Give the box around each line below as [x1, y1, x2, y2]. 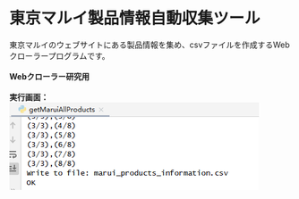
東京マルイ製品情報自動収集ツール [9, 8, 261, 29]
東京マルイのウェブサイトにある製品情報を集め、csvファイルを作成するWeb [9, 39, 291, 50]
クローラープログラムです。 [9, 50, 110, 61]
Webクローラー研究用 [9, 70, 90, 81]
